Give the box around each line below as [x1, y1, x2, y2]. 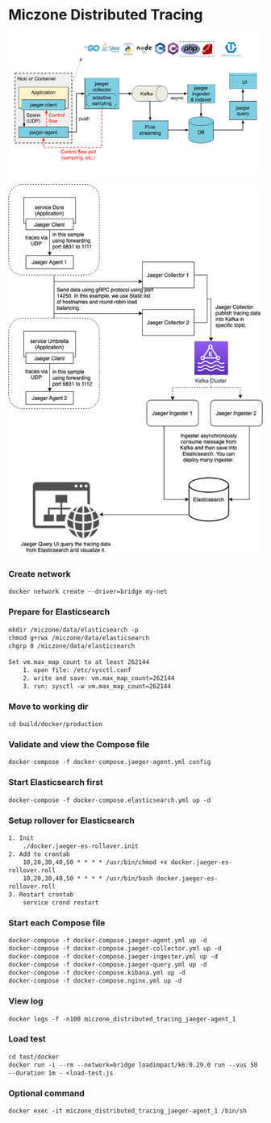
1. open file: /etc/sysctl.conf [23, 666, 131, 674]
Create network [8, 569, 71, 580]
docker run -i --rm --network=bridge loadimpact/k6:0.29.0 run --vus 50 [8, 1061, 258, 1069]
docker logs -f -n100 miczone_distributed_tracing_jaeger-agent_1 [8, 1015, 236, 1023]
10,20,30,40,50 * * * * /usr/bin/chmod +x [23, 858, 168, 866]
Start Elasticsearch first [8, 777, 103, 788]
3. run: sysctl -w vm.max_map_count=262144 [23, 682, 172, 691]
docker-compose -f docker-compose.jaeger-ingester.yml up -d [8, 953, 219, 961]
